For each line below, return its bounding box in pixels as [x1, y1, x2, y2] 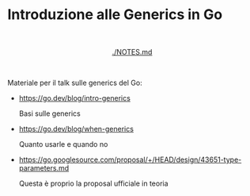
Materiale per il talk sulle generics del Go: [7, 78, 143, 87]
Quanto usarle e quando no [18, 139, 108, 148]
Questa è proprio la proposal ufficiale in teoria [18, 179, 169, 188]
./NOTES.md [112, 47, 153, 56]
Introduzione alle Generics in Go [7, 6, 223, 24]
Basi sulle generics [18, 109, 81, 118]
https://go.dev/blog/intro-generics [18, 93, 131, 102]
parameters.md [18, 163, 70, 172]
